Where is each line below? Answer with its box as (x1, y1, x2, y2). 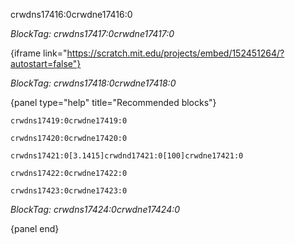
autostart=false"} (10, 58, 82, 69)
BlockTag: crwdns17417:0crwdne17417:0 (10, 28, 175, 39)
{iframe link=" (10, 47, 68, 59)
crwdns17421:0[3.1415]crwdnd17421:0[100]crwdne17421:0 (10, 151, 244, 161)
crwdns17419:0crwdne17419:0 (10, 116, 128, 126)
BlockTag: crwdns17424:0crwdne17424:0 (10, 204, 181, 215)
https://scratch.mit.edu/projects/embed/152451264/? (66, 47, 285, 59)
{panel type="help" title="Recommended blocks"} (10, 97, 217, 108)
